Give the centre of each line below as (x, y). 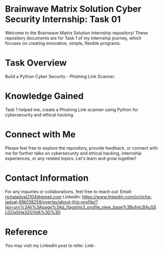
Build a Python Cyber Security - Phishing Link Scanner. (60, 76)
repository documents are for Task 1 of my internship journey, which (73, 38)
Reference (26, 232)
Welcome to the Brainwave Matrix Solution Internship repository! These (77, 33)
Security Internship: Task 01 (63, 19)
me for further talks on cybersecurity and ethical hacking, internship (73, 153)
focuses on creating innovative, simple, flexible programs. (63, 43)
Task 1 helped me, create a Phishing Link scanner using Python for (72, 109)
